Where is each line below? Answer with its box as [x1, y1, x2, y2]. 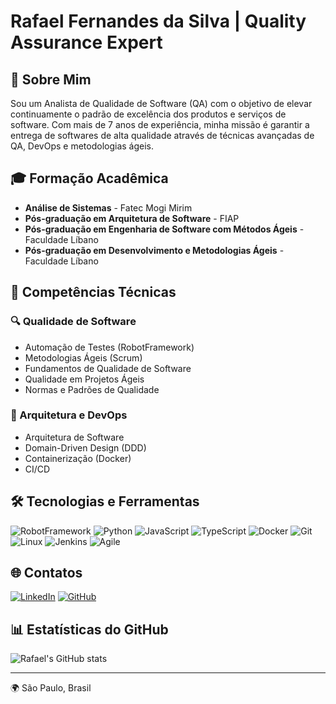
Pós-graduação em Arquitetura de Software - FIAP [24, 212, 240, 224]
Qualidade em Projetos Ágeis [24, 373, 145, 385]
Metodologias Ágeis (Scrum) [24, 351, 143, 364]
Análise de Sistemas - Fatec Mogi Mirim [24, 201, 193, 214]
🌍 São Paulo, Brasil [10, 682, 92, 694]
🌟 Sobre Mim [10, 71, 92, 88]
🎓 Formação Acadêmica [10, 170, 169, 187]
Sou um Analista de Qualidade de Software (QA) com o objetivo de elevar [10, 98, 313, 109]
